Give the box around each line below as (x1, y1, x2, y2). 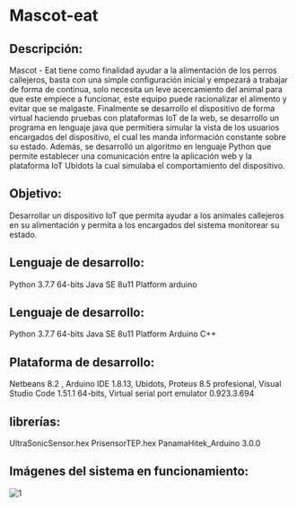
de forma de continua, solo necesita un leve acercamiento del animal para (9, 84, 283, 94)
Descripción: (9, 41, 83, 57)
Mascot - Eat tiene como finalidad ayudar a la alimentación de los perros (9, 65, 278, 75)
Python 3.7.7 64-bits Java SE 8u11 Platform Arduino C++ (9, 328, 217, 339)
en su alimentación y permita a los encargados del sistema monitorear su (9, 219, 280, 230)
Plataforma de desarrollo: (9, 354, 155, 370)
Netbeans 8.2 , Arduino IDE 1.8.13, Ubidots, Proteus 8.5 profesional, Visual (9, 379, 282, 389)
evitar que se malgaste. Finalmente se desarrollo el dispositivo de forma (9, 103, 275, 113)
